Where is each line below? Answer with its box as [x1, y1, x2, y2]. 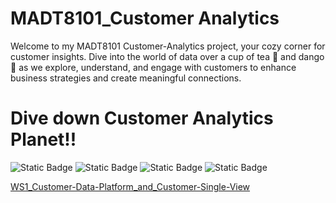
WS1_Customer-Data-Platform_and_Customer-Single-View [10, 180, 251, 192]
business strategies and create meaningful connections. [10, 72, 242, 84]
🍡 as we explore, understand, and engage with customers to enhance [10, 61, 297, 73]
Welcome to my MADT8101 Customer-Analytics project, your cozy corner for [10, 40, 326, 52]
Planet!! [10, 128, 77, 151]
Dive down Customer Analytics [10, 107, 274, 130]
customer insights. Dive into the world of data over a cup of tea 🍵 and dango [10, 50, 325, 62]
